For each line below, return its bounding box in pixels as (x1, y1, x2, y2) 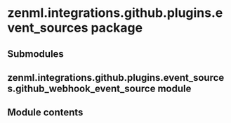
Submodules (7, 48, 65, 60)
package (91, 20, 143, 36)
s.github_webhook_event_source (7, 82, 156, 94)
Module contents (7, 107, 84, 119)
